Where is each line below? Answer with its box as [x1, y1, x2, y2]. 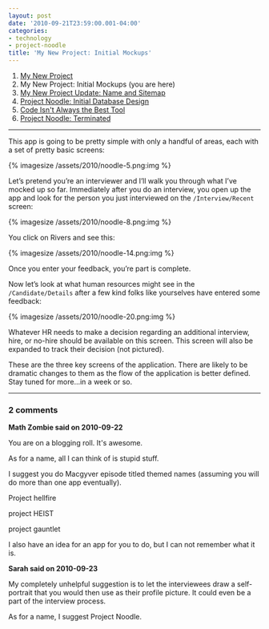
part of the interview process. [8, 596, 106, 606]
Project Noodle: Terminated [19, 114, 111, 123]
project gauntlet [8, 524, 61, 534]
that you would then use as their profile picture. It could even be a [34, 588, 251, 598]
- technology [8, 34, 52, 42]
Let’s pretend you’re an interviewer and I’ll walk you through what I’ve [8, 176, 238, 185]
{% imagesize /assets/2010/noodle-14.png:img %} [8, 248, 175, 257]
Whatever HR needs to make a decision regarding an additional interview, [8, 328, 250, 337]
